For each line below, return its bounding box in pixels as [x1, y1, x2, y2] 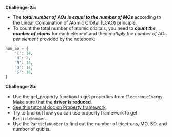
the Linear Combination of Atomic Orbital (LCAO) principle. [12, 20, 137, 26]
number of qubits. [12, 126, 51, 132]
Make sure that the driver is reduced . [12, 99, 92, 105]
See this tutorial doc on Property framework [12, 104, 106, 110]
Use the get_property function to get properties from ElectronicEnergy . [12, 94, 164, 100]
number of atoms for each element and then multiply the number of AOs [12, 31, 167, 36]
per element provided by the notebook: [12, 36, 95, 42]
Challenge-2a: [5, 5, 37, 10]
